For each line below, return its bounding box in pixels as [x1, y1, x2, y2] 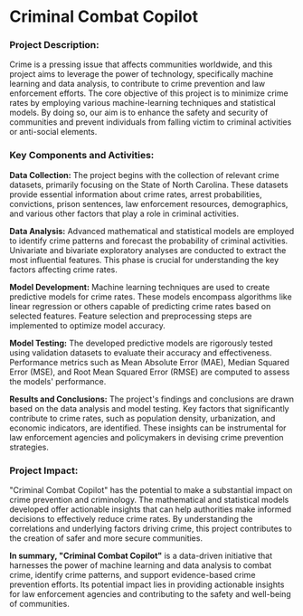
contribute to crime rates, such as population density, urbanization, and [9, 412, 276, 423]
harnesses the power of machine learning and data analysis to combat [9, 560, 272, 571]
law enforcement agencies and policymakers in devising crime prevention [9, 431, 284, 442]
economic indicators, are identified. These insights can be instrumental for [9, 422, 287, 433]
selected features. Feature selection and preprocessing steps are [9, 310, 252, 321]
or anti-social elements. [9, 127, 98, 137]
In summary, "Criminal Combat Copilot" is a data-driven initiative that [9, 550, 273, 562]
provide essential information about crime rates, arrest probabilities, [9, 188, 262, 200]
